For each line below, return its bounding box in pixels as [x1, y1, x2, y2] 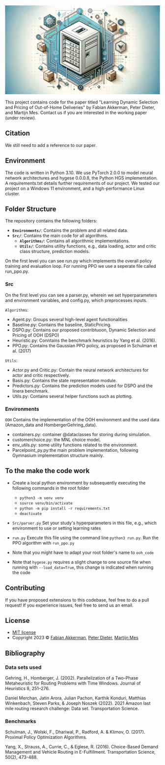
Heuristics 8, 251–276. [5, 686, 50, 692]
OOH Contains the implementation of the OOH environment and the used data [5, 416, 160, 422]
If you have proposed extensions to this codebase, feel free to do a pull [5, 597, 149, 603]
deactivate [19, 511, 42, 516]
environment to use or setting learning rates [12, 525, 101, 531]
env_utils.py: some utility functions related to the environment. [12, 442, 138, 448]
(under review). [5, 114, 36, 121]
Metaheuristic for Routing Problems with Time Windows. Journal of [5, 680, 141, 686]
